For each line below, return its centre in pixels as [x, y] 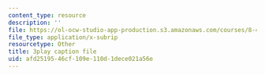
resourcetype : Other [42, 45]
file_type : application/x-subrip [63, 37]
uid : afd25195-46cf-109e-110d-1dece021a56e [81, 59]
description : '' [35, 23]
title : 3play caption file [52, 52]
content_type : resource [47, 15]
